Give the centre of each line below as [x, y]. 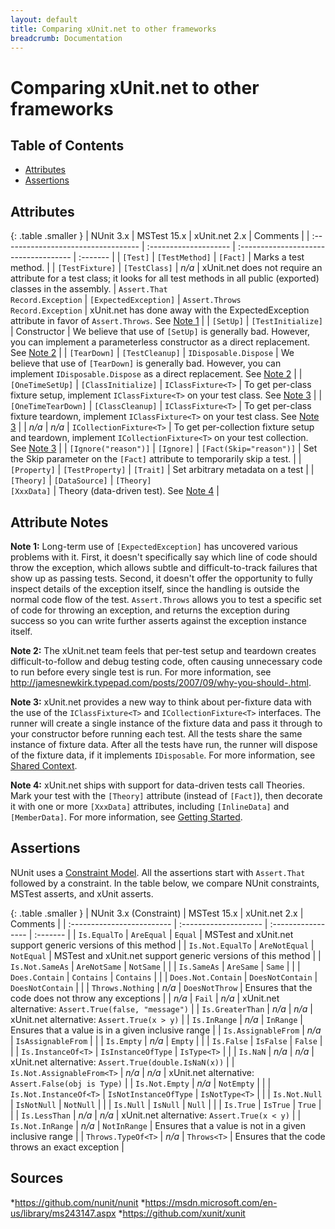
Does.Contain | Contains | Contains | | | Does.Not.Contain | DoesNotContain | [164, 977]
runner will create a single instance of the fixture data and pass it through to [166, 723]
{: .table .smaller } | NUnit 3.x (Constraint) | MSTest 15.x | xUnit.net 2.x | [157, 913]
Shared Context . [44, 765]
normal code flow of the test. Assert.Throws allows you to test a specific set [166, 599]
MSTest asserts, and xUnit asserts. [82, 893]
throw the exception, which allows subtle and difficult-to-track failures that [164, 567]
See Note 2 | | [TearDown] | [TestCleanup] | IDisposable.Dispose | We [152, 353]
